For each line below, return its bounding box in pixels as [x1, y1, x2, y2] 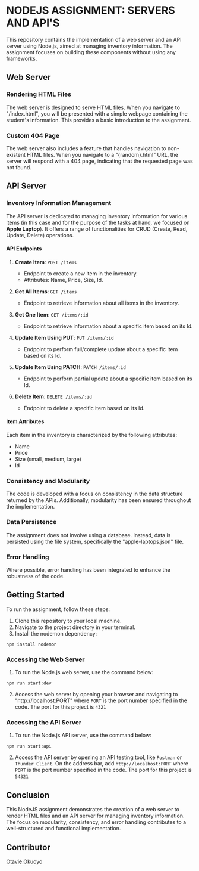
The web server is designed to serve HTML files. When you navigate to [6, 104, 180, 111]
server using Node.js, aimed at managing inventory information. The [6, 42, 173, 49]
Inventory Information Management [6, 199, 112, 207]
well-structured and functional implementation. [6, 825, 121, 832]
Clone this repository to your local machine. [14, 617, 122, 624]
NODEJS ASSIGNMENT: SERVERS [6, 4, 175, 17]
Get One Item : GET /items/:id [14, 311, 89, 318]
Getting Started [6, 590, 65, 600]
